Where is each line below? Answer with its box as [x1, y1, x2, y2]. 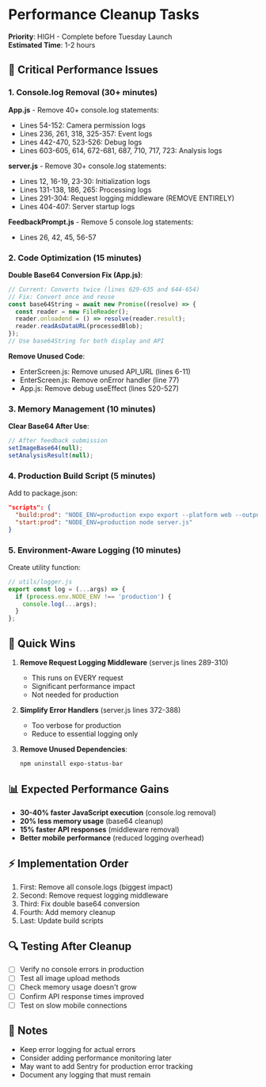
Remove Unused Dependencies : [19, 744, 128, 754]
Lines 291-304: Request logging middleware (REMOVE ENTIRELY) [19, 193, 235, 203]
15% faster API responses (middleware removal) [19, 825, 180, 834]
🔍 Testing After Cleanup [8, 940, 132, 953]
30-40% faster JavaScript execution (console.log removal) [19, 807, 216, 817]
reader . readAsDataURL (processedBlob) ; [15, 323, 144, 331]
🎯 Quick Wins [8, 637, 76, 650]
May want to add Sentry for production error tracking [19, 1062, 193, 1071]
